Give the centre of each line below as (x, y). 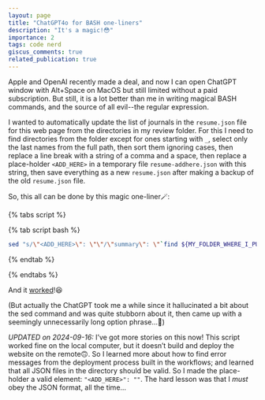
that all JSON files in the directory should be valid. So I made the (113, 370)
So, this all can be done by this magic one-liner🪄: (89, 196)
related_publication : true (52, 60)
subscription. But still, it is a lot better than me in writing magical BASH (123, 98)
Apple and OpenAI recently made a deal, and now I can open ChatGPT (123, 81)
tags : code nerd (35, 45)
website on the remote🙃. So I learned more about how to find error (118, 354)
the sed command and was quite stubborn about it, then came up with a (125, 313)
